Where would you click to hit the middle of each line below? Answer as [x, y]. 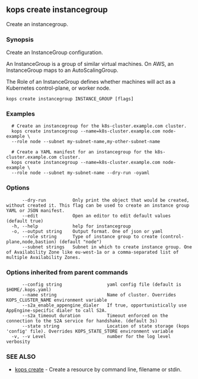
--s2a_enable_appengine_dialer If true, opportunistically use [104, 305]
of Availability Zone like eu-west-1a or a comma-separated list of [92, 252]
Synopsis [20, 39]
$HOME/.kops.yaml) [29, 290]
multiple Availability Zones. [44, 257]
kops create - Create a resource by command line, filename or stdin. [98, 369]
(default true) [25, 221]
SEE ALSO [21, 356]
